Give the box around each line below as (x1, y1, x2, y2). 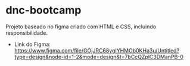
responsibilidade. (5, 29, 48, 36)
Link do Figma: (14, 41, 51, 48)
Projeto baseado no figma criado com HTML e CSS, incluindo (5, 23, 156, 30)
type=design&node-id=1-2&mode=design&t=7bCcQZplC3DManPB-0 (14, 53, 184, 60)
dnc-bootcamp (5, 4, 82, 17)
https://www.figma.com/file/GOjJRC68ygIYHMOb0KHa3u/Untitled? (14, 47, 180, 54)
